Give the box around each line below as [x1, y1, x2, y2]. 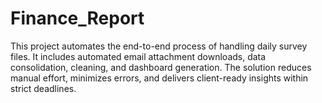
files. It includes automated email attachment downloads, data [10, 50, 267, 62]
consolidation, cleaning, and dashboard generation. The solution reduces [10, 61, 312, 73]
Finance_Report [10, 7, 145, 30]
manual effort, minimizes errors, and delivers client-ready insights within [10, 72, 309, 84]
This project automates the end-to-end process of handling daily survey [10, 40, 308, 52]
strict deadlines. [10, 82, 77, 94]
